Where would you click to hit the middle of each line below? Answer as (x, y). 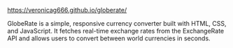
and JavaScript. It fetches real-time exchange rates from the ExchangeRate (116, 31)
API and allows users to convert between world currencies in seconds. (109, 38)
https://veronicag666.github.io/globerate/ (67, 10)
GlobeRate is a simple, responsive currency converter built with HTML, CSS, (117, 23)
